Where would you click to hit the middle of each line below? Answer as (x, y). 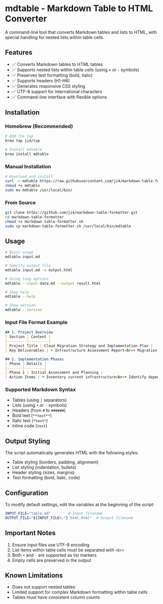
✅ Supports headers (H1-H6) (41, 80)
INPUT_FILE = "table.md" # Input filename (54, 514)
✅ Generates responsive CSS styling (49, 86)
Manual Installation (28, 166)
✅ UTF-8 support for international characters (57, 91)
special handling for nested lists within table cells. (55, 37)
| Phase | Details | (26, 364)
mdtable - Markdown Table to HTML (79, 8)
